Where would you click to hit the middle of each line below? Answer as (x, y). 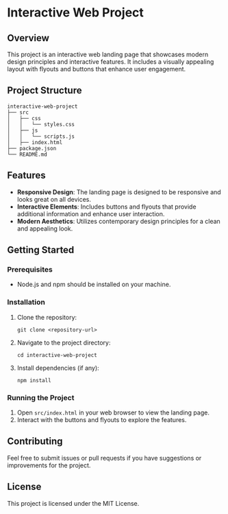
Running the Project (41, 397)
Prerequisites (30, 269)
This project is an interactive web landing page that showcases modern (108, 54)
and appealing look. (45, 229)
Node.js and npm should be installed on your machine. (94, 284)
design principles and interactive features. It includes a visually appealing (111, 62)
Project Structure (45, 91)
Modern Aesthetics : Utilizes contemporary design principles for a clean (118, 221)
